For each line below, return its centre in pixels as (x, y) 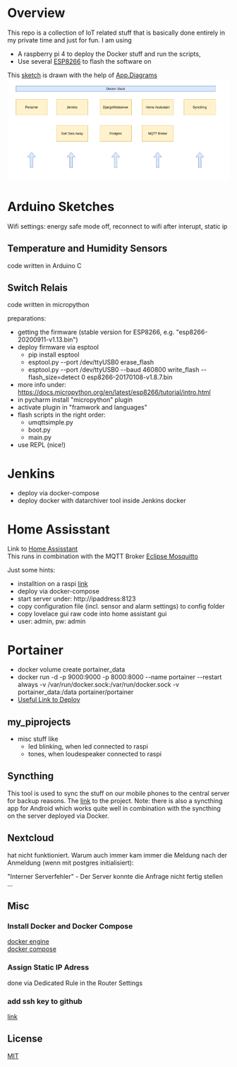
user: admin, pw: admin (51, 621)
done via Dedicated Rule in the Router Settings (75, 983)
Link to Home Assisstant (43, 549)
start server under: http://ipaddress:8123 (77, 599)
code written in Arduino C (45, 265)
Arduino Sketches (61, 207)
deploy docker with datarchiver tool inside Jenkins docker (102, 501)
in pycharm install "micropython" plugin (75, 400)
